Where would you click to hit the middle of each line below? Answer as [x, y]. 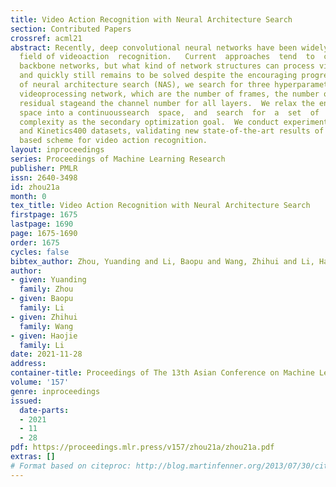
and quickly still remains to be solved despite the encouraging [158, 76]
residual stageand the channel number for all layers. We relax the [167, 103]
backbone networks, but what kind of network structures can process [167, 66]
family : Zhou [46, 289]
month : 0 [28, 196]
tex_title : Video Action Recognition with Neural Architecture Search [160, 206]
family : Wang [46, 326]
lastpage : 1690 [42, 224]
